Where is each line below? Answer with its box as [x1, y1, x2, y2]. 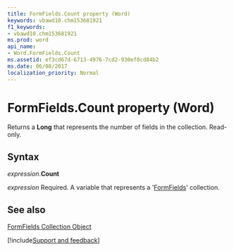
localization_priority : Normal [7, 69, 99, 76]
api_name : [7, 43, 37, 50]
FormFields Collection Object [7, 223, 92, 231]
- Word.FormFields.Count [7, 50, 80, 57]
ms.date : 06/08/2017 [7, 63, 68, 70]
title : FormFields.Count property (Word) [7, 10, 131, 18]
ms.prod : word [7, 37, 49, 44]
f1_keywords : [7, 23, 46, 30]
